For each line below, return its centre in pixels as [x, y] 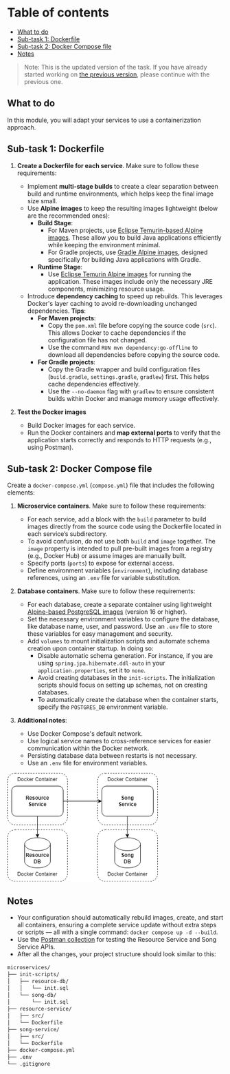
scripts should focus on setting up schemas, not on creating [123, 685]
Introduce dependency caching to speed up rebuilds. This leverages [125, 296]
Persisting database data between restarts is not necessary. [112, 756]
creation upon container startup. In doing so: [90, 648]
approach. [22, 127]
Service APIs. [36, 947]
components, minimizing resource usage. [106, 289]
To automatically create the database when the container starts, [128, 700]
